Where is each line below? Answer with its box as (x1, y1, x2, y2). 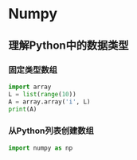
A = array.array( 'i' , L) (8, 97, 91, 106)
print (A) (8, 105, 37, 113)
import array (8, 83, 52, 91)
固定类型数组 (8, 64, 58, 76)
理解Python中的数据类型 (8, 38, 129, 52)
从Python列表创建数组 (8, 125, 94, 136)
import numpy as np (8, 144, 73, 152)
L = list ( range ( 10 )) (8, 90, 77, 98)
